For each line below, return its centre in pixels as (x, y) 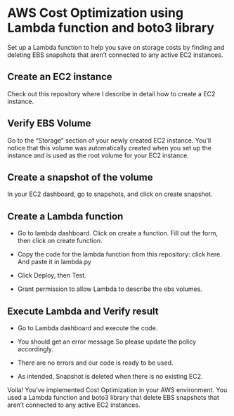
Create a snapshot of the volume (80, 177)
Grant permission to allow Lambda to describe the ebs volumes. (110, 289)
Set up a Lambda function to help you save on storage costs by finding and (116, 47)
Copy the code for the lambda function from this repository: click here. (120, 254)
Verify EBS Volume (49, 123)
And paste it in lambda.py (54, 262)
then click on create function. (60, 241)
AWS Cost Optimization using (96, 13)
